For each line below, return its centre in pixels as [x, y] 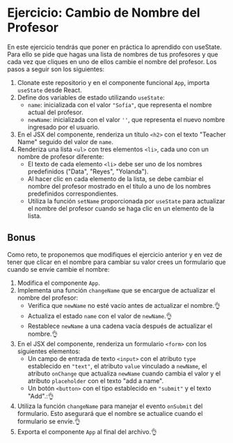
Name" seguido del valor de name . [65, 141]
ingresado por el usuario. [63, 127]
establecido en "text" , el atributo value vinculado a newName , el [117, 366]
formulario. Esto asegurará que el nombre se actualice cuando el [110, 413]
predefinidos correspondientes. [73, 194]
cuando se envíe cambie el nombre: [58, 269]
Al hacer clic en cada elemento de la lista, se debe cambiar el [115, 178]
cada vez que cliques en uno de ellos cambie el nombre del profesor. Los [112, 61]
